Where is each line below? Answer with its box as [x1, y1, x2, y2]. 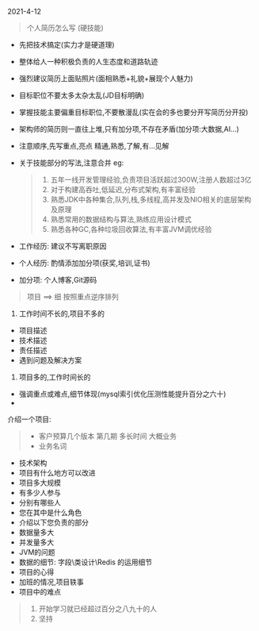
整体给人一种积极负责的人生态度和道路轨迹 [18, 57, 158, 66]
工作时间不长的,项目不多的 [18, 309, 105, 318]
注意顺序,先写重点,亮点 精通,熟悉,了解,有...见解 [18, 141, 169, 150]
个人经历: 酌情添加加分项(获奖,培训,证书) [18, 258, 151, 267]
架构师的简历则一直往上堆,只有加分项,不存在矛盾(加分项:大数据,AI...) [18, 125, 239, 133]
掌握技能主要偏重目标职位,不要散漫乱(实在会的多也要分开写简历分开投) [18, 107, 249, 117]
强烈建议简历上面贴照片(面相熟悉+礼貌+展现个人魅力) [18, 74, 193, 83]
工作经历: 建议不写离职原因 [18, 241, 107, 251]
